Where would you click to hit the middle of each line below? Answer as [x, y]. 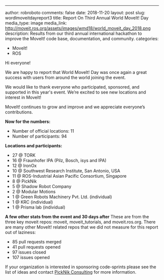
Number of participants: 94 [40, 136]
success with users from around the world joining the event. [65, 77]
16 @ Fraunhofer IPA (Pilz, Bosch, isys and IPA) [59, 160]
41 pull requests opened [36, 247]
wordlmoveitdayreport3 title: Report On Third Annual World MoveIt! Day [77, 18]
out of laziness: [20, 232]
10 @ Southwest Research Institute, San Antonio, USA [66, 171]
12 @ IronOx [24, 165]
